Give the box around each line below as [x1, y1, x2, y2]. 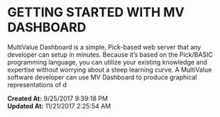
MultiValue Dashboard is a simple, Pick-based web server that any [7, 43, 202, 51]
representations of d [7, 80, 67, 89]
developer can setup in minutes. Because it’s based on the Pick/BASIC [7, 50, 213, 59]
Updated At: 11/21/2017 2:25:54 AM [7, 101, 111, 110]
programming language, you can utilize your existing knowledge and [7, 57, 208, 66]
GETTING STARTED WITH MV [7, 4, 185, 21]
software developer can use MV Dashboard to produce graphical [7, 72, 197, 82]
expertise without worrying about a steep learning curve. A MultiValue [7, 65, 212, 74]
